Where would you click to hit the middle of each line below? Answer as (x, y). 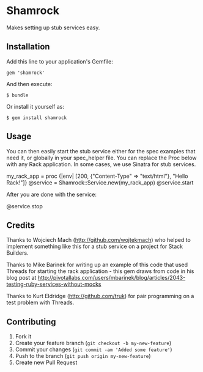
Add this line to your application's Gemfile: (60, 61)
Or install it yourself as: (35, 106)
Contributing (31, 322)
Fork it (23, 337)
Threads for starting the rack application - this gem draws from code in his (100, 271)
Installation (28, 47)
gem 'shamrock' (26, 73)
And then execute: (29, 84)
